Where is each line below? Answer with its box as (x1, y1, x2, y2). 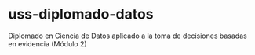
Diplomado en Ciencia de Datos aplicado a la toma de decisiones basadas (8, 31, 247, 40)
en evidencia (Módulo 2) (8, 39, 88, 48)
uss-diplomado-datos (8, 5, 155, 23)
